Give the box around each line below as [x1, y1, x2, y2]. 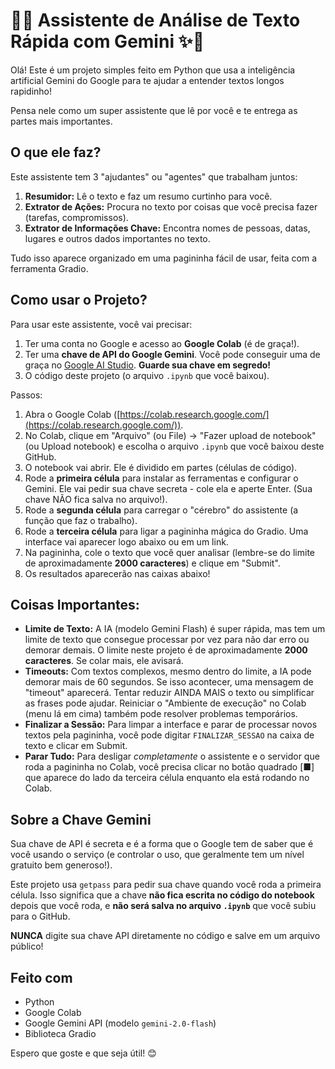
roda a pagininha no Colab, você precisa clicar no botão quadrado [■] [24, 761, 315, 773]
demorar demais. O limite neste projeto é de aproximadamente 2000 [24, 644, 308, 656]
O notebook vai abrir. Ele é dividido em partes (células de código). [24, 461, 298, 473]
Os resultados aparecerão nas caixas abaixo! [24, 567, 211, 579]
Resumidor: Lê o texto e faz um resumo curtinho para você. [24, 190, 273, 202]
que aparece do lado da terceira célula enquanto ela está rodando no [24, 772, 310, 784]
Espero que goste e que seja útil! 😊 [10, 1047, 157, 1059]
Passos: [10, 389, 43, 401]
